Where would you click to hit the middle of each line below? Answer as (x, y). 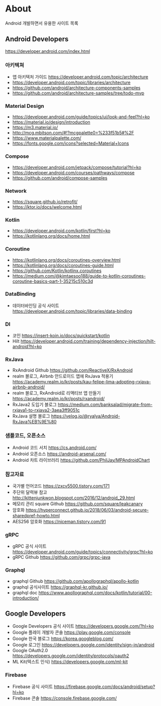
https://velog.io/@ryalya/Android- (85, 416)
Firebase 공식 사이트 (33, 687)
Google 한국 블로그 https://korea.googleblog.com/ (63, 639)
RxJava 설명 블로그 (31, 416)
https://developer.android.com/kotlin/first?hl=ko (61, 231)
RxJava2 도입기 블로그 (35, 404)
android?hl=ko (27, 347)
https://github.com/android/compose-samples (60, 178)
